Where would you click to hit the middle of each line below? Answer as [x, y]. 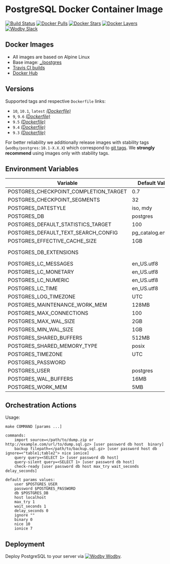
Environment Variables [42, 169]
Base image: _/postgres [37, 62]
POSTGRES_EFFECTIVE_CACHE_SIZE [52, 241]
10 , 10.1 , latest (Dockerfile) [42, 111]
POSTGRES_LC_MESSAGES [40, 264]
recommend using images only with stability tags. [57, 153]
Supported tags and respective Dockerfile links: [56, 101]
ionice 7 [24, 529]
